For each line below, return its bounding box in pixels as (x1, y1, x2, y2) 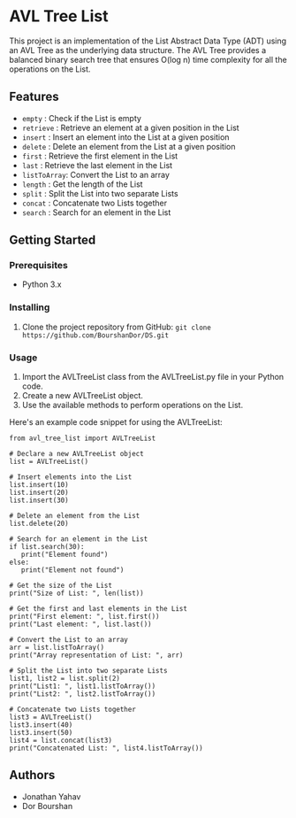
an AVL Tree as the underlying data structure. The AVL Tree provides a (9, 44, 267, 55)
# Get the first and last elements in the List (9, 605, 188, 613)
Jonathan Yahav (21, 791, 81, 802)
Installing (9, 301, 50, 313)
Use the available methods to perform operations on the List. (21, 400, 244, 411)
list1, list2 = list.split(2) (9, 675, 121, 683)
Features (9, 89, 59, 104)
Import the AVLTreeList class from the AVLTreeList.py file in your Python (21, 372, 285, 382)
